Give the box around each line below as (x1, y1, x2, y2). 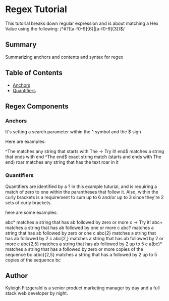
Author (5, 271, 28, 280)
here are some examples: (5, 209, 58, 215)
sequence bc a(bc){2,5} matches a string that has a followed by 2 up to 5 (5, 251, 157, 257)
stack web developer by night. (5, 290, 68, 296)
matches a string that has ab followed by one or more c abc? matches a (5, 224, 154, 231)
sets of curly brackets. (5, 199, 52, 206)
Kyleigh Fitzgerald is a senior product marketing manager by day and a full (5, 285, 160, 291)
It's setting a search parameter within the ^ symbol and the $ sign (5, 129, 141, 135)
